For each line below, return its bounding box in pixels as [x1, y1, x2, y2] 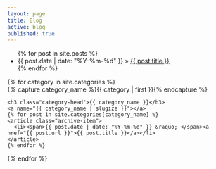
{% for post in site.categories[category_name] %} [7, 111, 159, 118]
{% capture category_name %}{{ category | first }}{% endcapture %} [7, 85, 208, 94]
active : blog [7, 23, 46, 30]
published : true [7, 30, 55, 37]
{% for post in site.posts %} [17, 49, 99, 58]
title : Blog [7, 17, 42, 24]
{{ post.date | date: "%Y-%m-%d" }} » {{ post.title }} [17, 57, 170, 65]
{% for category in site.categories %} [7, 78, 116, 87]
